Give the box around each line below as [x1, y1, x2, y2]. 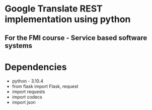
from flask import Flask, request [12, 83, 79, 89]
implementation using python [5, 13, 131, 25]
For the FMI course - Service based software [5, 33, 147, 42]
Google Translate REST [5, 3, 103, 14]
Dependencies [5, 61, 67, 72]
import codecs [12, 93, 42, 100]
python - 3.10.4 [12, 78, 44, 84]
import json [12, 99, 36, 105]
